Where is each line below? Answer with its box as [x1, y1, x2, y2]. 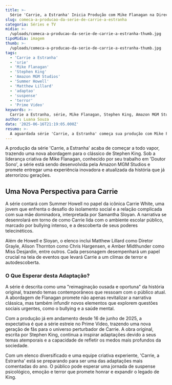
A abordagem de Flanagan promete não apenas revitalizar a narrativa [5, 295, 152, 301]
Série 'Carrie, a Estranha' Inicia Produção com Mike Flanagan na [10, 12, 155, 17]
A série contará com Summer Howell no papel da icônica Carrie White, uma [5, 200, 165, 207]
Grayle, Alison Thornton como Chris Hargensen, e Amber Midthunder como [5, 243, 165, 250]
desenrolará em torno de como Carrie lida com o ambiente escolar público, [5, 217, 164, 223]
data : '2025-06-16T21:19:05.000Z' [5, 121, 79, 127]
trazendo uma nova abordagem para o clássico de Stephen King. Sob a [5, 150, 156, 156]
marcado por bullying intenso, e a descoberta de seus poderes [5, 222, 138, 229]
